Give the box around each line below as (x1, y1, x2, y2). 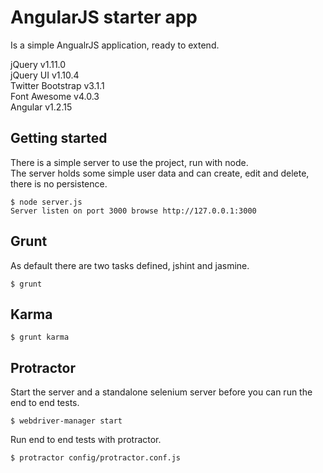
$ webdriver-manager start (10, 416, 123, 426)
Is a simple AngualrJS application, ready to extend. (10, 39, 220, 51)
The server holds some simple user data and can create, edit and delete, (10, 167, 310, 179)
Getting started (10, 130, 108, 147)
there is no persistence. (10, 177, 108, 190)
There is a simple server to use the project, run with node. (10, 156, 249, 168)
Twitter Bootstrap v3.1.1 (10, 79, 105, 91)
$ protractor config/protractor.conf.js (10, 453, 182, 463)
